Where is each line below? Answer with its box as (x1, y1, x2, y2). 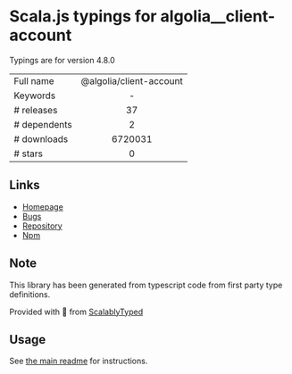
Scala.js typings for (9, 6, 157, 27)
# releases (13, 104, 58, 116)
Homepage (21, 201, 64, 212)
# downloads (13, 132, 69, 145)
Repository (21, 220, 63, 231)
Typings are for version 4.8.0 (9, 54, 116, 65)
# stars (13, 147, 43, 160)
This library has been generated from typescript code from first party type (9, 279, 283, 290)
